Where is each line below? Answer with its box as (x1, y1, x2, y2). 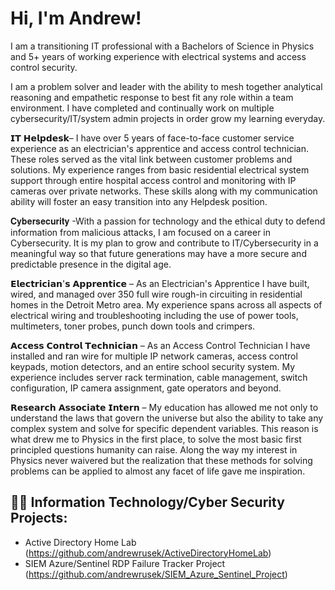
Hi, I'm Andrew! (10, 7, 142, 30)
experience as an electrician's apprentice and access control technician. (10, 142, 309, 154)
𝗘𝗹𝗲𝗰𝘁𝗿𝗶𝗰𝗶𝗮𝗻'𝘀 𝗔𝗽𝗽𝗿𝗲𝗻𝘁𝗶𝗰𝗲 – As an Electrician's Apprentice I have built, (10, 277, 310, 289)
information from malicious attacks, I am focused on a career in (10, 226, 272, 238)
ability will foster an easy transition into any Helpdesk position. (10, 195, 268, 207)
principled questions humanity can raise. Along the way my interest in (10, 443, 298, 456)
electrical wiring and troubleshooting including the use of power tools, (10, 309, 299, 321)
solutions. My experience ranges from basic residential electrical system (10, 163, 310, 176)
